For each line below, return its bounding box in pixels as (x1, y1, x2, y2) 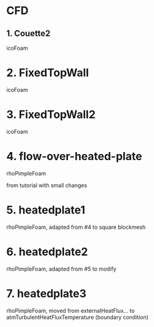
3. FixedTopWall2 (6, 108, 96, 121)
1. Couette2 (6, 28, 51, 39)
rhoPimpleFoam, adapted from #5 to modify (6, 265, 117, 272)
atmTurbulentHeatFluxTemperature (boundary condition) (6, 314, 148, 321)
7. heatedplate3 (6, 287, 87, 301)
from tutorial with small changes (6, 182, 87, 189)
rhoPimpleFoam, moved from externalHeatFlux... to (6, 307, 135, 314)
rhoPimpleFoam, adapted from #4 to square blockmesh (6, 223, 146, 231)
